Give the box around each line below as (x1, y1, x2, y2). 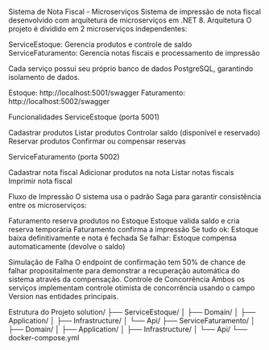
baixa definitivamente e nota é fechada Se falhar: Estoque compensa (8, 233, 238, 243)
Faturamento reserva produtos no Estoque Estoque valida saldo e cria (8, 216, 240, 225)
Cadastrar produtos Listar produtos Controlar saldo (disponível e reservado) (8, 128, 261, 137)
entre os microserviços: (8, 201, 87, 210)
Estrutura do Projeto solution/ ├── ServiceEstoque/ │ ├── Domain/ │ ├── (8, 307, 256, 317)
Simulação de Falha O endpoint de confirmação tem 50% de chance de (8, 257, 246, 267)
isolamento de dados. (8, 73, 81, 81)
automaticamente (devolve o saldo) (8, 242, 126, 251)
